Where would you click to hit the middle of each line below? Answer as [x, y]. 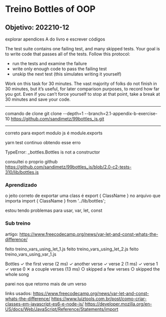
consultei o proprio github [31, 162]
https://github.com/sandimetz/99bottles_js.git [58, 119]
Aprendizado [21, 185]
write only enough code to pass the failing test [60, 69]
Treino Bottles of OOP [50, 9]
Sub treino [18, 223]
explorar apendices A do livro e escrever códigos [55, 39]
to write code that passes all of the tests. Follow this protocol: [68, 54]
